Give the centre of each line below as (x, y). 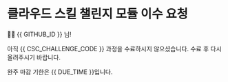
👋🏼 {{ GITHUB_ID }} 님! (39, 34)
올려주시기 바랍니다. (34, 57)
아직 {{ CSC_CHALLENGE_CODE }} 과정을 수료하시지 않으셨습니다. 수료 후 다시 (114, 49)
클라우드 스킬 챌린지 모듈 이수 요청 (97, 14)
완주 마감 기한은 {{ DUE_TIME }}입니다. (60, 72)
